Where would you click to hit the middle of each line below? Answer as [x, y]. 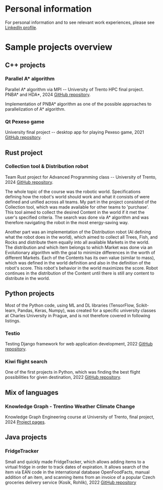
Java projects [26, 437]
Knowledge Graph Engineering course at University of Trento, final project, [80, 417]
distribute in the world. [27, 278]
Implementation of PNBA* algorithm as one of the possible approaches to [78, 104]
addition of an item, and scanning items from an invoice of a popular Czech [80, 477]
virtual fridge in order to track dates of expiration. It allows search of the [77, 467]
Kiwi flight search [26, 361]
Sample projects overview [59, 47]
